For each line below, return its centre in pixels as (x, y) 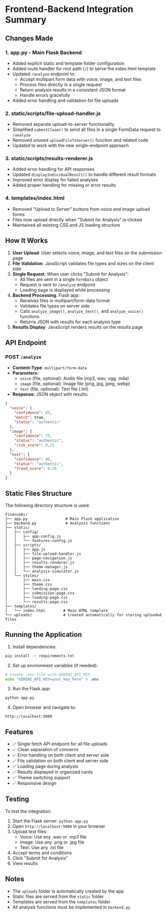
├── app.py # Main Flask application (62, 519)
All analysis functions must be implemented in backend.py (71, 907)
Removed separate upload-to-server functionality (63, 124)
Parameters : (25, 373)
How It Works (27, 241)
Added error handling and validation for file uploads (65, 100)
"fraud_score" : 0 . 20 (35, 468)
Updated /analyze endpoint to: (44, 74)
